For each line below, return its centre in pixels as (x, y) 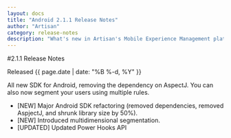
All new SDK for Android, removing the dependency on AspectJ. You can (110, 85)
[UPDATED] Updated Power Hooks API (72, 128)
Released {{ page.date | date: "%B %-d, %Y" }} (75, 72)
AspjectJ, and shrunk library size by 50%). (77, 113)
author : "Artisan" (33, 26)
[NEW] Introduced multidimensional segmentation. (88, 120)
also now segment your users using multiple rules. (78, 93)
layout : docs (26, 13)
